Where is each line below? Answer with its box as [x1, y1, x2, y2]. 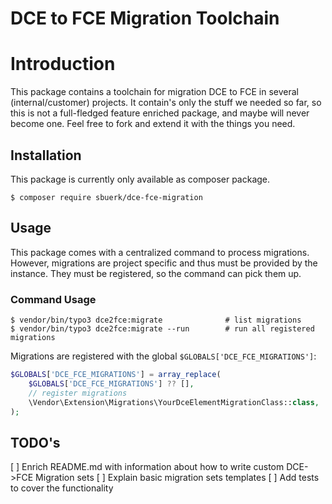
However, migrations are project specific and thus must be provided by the [10, 257, 318, 269]
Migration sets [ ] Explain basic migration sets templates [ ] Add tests [35, 472, 320, 484]
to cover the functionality [10, 482, 114, 494]
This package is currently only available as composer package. [10, 173, 271, 185]
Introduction [10, 53, 116, 76]
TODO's [10, 434, 61, 451]
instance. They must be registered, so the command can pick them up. [10, 267, 302, 279]
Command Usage [10, 292, 97, 306]
